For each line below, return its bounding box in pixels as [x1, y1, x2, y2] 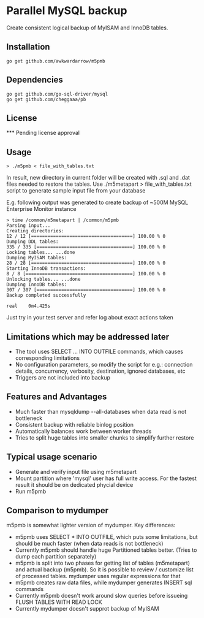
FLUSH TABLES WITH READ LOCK [15, 598, 102, 606]
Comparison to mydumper [6, 505, 109, 516]
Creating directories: [6, 228, 64, 234]
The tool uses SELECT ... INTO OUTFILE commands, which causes [15, 348, 184, 355]
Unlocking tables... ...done [6, 277, 81, 283]
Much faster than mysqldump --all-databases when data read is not [15, 408, 187, 415]
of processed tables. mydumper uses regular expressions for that [15, 573, 181, 580]
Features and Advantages [6, 392, 107, 402]
